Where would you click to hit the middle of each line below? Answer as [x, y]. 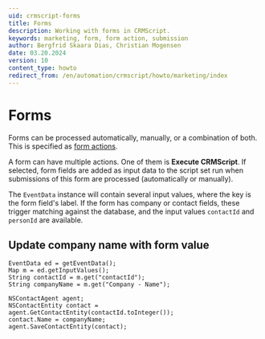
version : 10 [28, 61]
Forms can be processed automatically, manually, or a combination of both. [133, 137]
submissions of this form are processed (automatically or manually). [121, 178]
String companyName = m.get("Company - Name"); [90, 285]
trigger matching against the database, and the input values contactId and [131, 211]
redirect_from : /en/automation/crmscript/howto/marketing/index [118, 76]
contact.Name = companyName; [57, 320]
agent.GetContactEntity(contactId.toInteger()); [91, 313]
